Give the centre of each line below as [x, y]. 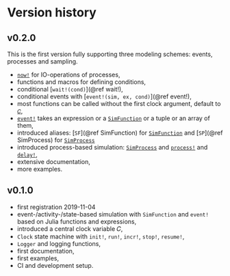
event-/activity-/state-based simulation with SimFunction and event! [113, 214]
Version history [52, 13]
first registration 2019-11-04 [56, 207]
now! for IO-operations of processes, [68, 74]
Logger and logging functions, [59, 243]
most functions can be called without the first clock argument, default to [119, 104]
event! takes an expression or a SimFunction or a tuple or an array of [113, 118]
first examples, [38, 258]
